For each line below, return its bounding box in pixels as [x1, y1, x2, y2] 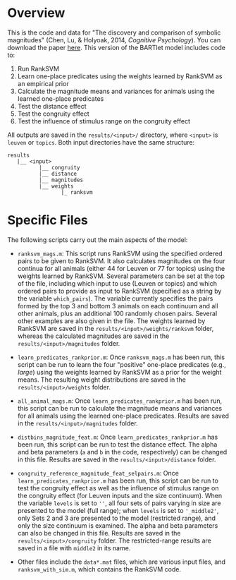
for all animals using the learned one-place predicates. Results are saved [17, 411, 230, 420]
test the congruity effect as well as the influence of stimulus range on [17, 483, 219, 492]
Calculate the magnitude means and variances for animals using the [17, 87, 215, 95]
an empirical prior [17, 79, 69, 87]
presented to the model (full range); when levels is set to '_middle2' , [17, 506, 219, 514]
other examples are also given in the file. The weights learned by [17, 316, 206, 325]
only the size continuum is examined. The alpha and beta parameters [17, 521, 218, 530]
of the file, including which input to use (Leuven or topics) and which [17, 279, 217, 287]
